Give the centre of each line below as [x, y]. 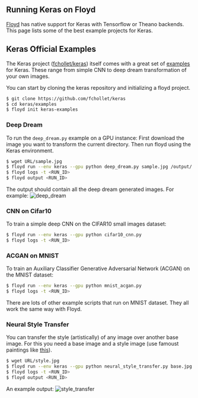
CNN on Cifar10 [29, 211]
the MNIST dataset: [30, 275]
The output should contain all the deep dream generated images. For [90, 189]
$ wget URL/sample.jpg [34, 161]
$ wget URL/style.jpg [33, 361]
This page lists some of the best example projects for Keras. [79, 30]
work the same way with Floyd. [44, 309]
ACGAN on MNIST [33, 256]
